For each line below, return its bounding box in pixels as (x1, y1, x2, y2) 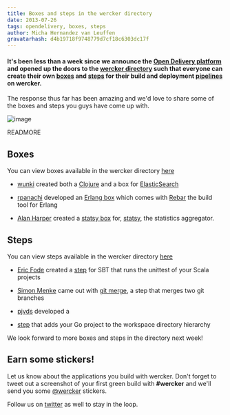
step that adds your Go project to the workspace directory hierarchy (17, 320, 211, 328)
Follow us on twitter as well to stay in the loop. (7, 400, 138, 408)
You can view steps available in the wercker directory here (7, 252, 174, 261)
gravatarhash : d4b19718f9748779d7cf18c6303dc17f (7, 36, 149, 43)
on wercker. (7, 79, 42, 87)
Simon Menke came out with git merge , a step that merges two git (17, 286, 205, 294)
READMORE (7, 128, 41, 136)
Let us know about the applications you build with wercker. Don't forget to (7, 372, 217, 380)
